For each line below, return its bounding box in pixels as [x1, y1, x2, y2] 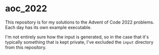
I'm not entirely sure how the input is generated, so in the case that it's [5, 34, 149, 40]
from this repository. [5, 44, 47, 50]
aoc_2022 [5, 3, 48, 14]
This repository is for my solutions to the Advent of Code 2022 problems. [5, 19, 155, 25]
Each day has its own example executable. [5, 24, 92, 30]
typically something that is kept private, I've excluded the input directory [5, 39, 154, 45]
